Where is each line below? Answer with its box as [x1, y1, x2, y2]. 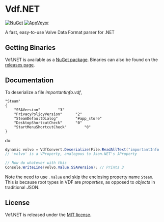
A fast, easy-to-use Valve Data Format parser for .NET [5, 29, 115, 35]
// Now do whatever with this [5, 160, 67, 165]
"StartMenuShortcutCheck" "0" [14, 125, 91, 129]
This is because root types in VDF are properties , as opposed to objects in [5, 179, 156, 185]
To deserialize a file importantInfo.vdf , [5, 89, 82, 95]
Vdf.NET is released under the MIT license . [5, 212, 92, 218]
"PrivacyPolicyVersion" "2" [14, 112, 82, 117]
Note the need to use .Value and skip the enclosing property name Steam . [5, 174, 154, 180]
